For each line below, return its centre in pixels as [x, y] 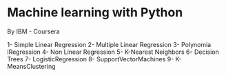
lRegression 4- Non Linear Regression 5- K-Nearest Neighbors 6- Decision [113, 52]
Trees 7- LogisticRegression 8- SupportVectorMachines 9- [91, 59]
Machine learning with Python [95, 13]
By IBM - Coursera [33, 31]
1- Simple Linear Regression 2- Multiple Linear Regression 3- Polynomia [109, 44]
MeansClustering [32, 66]
